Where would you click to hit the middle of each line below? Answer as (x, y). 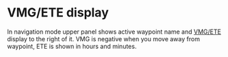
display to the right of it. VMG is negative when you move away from (104, 38)
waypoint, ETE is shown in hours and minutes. (72, 46)
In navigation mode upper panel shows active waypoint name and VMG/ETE (114, 32)
